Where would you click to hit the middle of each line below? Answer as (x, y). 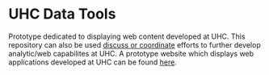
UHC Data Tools (62, 14)
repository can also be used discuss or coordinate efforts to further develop (134, 44)
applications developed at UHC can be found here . (93, 62)
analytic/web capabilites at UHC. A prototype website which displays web (131, 53)
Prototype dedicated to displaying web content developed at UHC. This (127, 36)
